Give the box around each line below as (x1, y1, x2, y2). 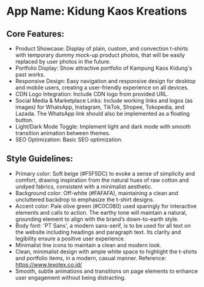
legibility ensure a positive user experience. (15, 234, 126, 242)
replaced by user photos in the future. (15, 58, 111, 65)
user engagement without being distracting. (15, 274, 126, 281)
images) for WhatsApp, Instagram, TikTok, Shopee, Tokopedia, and (15, 103, 185, 111)
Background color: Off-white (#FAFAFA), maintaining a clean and (15, 189, 179, 196)
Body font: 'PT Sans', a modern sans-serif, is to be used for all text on (15, 222, 191, 229)
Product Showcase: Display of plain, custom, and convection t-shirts (15, 45, 189, 52)
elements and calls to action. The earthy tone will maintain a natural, (15, 209, 187, 216)
